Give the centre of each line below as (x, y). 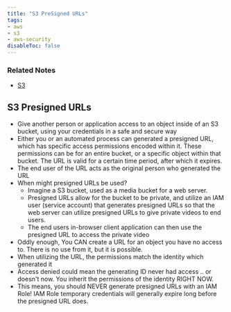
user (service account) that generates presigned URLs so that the (121, 205)
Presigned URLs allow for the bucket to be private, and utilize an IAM (126, 198)
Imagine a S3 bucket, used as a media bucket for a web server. (118, 190)
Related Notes (32, 70)
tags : (15, 20)
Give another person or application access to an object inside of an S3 (118, 124)
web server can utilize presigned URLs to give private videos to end (124, 213)
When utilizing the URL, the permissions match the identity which (110, 257)
